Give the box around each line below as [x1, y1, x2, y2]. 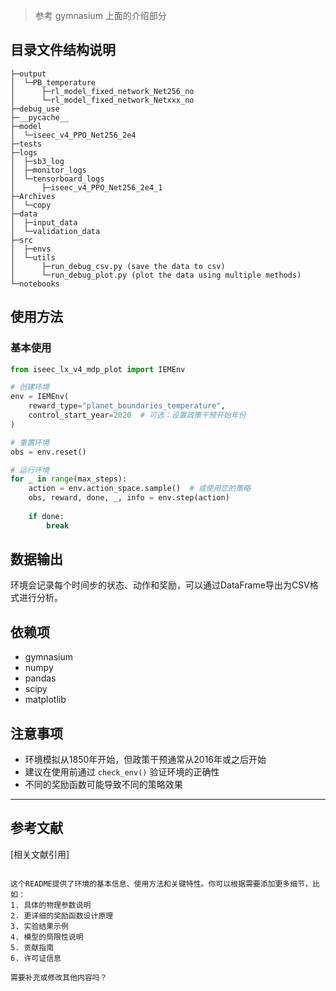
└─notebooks [10, 279, 60, 289]
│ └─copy [10, 200, 52, 210]
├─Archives [10, 191, 56, 201]
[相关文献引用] [10, 848, 70, 860]
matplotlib [24, 694, 67, 706]
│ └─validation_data [10, 226, 101, 236]
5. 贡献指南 [10, 942, 55, 953]
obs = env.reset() [10, 447, 87, 457]
